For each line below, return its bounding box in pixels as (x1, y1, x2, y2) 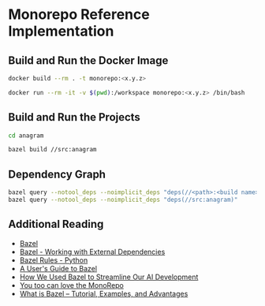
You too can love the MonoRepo (19, 280, 125, 289)
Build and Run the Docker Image (8, 54, 169, 67)
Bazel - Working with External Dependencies (19, 247, 166, 256)
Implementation (8, 22, 114, 40)
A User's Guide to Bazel (19, 263, 97, 273)
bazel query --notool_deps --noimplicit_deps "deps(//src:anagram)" (8, 196, 238, 203)
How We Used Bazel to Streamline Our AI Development (19, 272, 199, 282)
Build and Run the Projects (8, 110, 140, 124)
